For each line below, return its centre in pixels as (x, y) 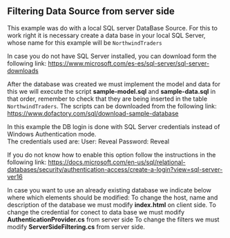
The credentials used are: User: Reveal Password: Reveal (88, 141)
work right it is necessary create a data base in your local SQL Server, (106, 35)
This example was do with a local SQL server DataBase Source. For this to (112, 28)
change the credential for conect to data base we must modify (96, 212)
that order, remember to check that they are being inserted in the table (107, 99)
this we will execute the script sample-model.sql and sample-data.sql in (112, 91)
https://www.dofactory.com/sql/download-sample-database (93, 113)
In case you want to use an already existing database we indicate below (109, 190)
